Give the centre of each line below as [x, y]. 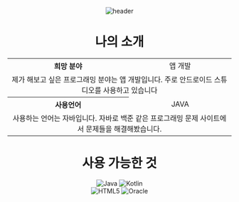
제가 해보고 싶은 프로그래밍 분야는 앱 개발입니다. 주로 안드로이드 [112, 80]
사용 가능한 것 [119, 163]
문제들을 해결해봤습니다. [124, 129]
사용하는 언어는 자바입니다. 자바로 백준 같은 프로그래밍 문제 [105, 118]
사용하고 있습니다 [130, 90]
